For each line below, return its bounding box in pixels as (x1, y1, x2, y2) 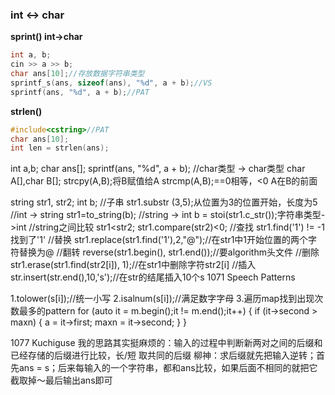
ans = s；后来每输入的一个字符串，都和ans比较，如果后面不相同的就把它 (18, 362, 318, 374)
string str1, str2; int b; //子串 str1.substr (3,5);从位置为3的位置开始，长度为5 (10, 196, 318, 208)
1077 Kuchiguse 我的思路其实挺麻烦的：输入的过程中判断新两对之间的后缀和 (10, 337, 323, 349)
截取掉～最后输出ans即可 (10, 374, 113, 387)
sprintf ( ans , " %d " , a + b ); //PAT (10, 87, 150, 97)
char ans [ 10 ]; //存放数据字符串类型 (10, 69, 145, 79)
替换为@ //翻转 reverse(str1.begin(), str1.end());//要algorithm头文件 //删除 (18, 246, 320, 258)
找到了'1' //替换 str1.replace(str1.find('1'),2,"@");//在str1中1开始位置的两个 (10, 234, 309, 246)
